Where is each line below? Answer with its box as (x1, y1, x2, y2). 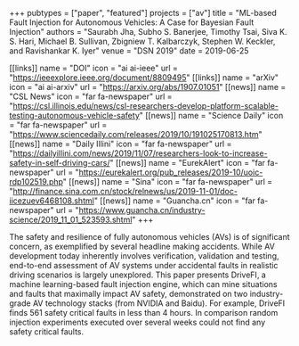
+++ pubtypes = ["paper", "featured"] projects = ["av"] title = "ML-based (9, 8, 278, 18)
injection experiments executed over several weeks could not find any (9, 317, 266, 327)
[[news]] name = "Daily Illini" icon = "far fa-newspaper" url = (9, 138, 232, 149)
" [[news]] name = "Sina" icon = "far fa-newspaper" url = (62, 177, 273, 186)
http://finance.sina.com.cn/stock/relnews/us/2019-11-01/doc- (12, 186, 238, 196)
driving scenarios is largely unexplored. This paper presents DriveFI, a (9, 269, 267, 280)
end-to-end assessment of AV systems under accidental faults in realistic (9, 260, 279, 270)
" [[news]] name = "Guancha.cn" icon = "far (93, 195, 256, 206)
